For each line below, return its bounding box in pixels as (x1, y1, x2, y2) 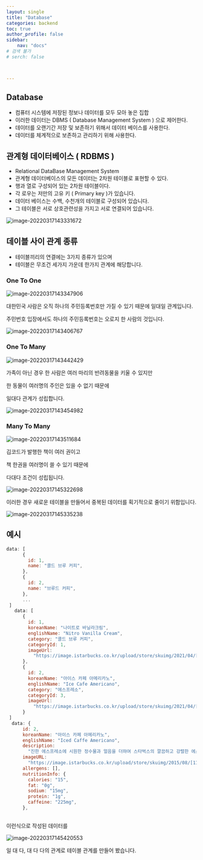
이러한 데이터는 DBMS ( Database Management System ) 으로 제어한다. (14, 116, 188, 124)
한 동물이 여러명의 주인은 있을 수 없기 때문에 (6, 382, 110, 389)
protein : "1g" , (28, 793, 66, 799)
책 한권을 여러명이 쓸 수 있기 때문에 (6, 461, 89, 468)
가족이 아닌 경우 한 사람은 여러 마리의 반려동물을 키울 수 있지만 (6, 369, 153, 376)
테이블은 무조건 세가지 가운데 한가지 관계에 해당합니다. (14, 261, 143, 268)
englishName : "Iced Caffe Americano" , (22, 737, 120, 743)
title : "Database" (6, 15, 53, 21)
